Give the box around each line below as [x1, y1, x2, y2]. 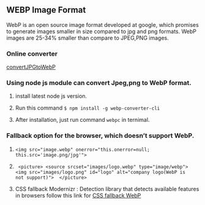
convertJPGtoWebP [6, 64, 56, 71]
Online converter [6, 49, 58, 58]
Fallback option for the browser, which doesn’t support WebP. [6, 132, 195, 140]
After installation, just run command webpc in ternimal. [15, 116, 150, 124]
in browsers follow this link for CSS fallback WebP [15, 192, 141, 199]
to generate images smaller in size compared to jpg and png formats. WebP [6, 28, 197, 35]
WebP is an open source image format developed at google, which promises [6, 21, 199, 28]
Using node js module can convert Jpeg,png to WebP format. [6, 79, 192, 88]
